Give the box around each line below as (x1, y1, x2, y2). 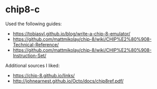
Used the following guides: (5, 21, 62, 27)
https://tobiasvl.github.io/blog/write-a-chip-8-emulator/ (12, 30, 131, 37)
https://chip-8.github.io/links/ (12, 72, 75, 78)
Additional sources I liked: (5, 62, 60, 68)
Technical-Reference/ (12, 41, 59, 47)
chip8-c (5, 4, 40, 15)
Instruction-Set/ (12, 52, 47, 59)
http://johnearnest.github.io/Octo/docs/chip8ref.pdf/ (12, 78, 124, 84)
